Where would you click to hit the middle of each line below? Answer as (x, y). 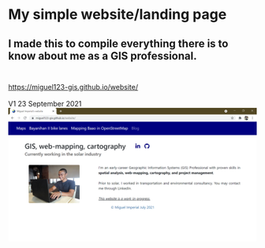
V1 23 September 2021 (45, 104)
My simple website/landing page (118, 15)
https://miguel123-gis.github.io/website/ (73, 87)
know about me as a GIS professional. (103, 56)
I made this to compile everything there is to (118, 44)
